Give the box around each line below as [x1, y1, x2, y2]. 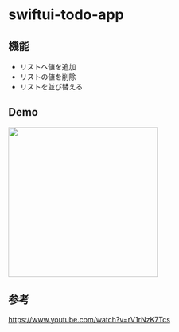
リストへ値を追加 [19, 62, 76, 71]
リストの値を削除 [19, 72, 76, 81]
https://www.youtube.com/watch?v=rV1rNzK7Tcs [8, 314, 171, 324]
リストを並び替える [19, 82, 84, 91]
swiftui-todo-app [8, 6, 125, 24]
